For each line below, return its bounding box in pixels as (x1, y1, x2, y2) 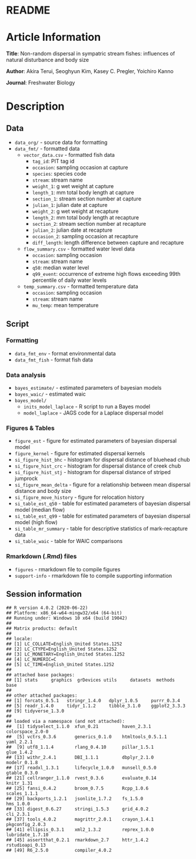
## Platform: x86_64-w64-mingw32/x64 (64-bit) (6, 610, 122, 616)
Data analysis (6, 371, 46, 379)
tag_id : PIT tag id (32, 157, 75, 165)
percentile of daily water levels (32, 277, 107, 284)
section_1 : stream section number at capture (32, 195, 142, 202)
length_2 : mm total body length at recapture (32, 214, 139, 221)
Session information (6, 589, 82, 599)
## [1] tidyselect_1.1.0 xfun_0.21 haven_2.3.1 (6, 723, 151, 729)
